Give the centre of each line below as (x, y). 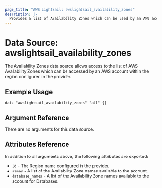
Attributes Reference (37, 145)
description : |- (21, 14)
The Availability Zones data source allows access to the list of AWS (72, 66)
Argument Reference (37, 117)
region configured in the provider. (38, 77)
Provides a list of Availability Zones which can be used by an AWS (80, 18)
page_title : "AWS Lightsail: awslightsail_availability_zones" (70, 9)
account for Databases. (35, 181)
